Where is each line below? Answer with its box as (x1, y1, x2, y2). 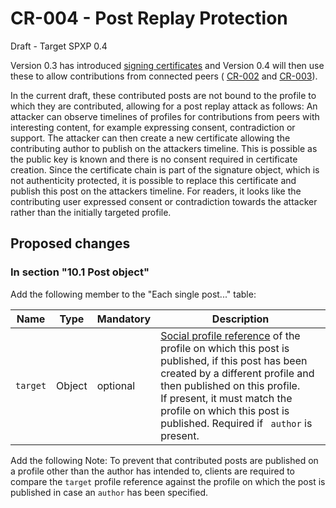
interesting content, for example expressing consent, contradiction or (10, 121, 296, 133)
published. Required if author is (160, 416, 313, 430)
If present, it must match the (160, 391, 293, 405)
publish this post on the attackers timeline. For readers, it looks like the (10, 185, 302, 197)
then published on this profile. (160, 378, 301, 392)
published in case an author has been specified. (10, 486, 209, 498)
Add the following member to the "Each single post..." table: (10, 288, 257, 300)
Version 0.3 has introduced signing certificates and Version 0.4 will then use (10, 59, 325, 71)
